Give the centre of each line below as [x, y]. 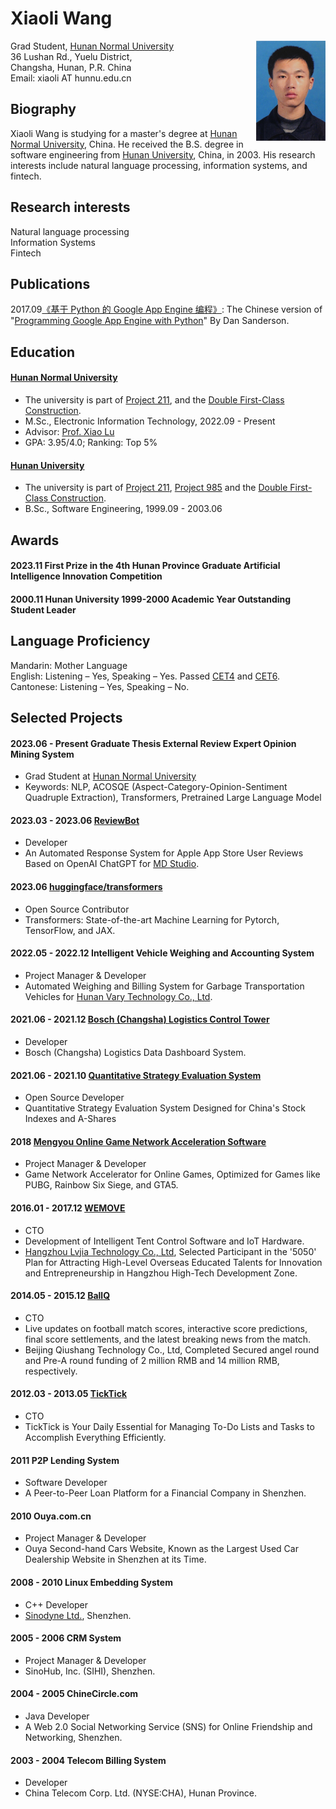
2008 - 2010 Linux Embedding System [91, 1582]
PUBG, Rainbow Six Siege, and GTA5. [101, 1185]
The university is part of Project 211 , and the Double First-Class [154, 399]
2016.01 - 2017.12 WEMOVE [68, 1208]
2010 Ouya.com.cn [51, 1516]
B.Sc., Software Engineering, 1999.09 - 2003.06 [123, 509]
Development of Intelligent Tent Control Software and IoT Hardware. [164, 1241]
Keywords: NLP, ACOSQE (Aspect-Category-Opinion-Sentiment [156, 787]
